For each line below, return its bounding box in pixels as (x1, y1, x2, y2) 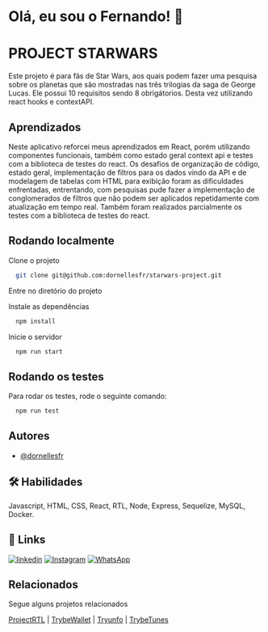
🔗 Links (8, 533, 46, 547)
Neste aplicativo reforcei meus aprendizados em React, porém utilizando (8, 142, 250, 151)
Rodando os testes (8, 370, 105, 384)
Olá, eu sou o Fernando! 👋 (8, 7, 184, 26)
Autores (8, 429, 50, 443)
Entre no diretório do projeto (8, 286, 103, 295)
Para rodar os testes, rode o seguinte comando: (8, 392, 167, 401)
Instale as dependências (8, 301, 90, 311)
